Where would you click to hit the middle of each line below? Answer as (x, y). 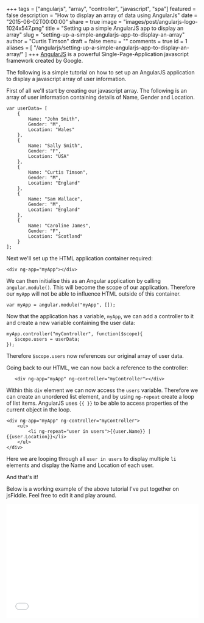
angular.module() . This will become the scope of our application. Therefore (101, 287)
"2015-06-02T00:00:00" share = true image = (64, 22)
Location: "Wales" (51, 130)
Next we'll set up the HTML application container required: (80, 258)
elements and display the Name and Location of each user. (80, 465)
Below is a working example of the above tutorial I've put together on (93, 489)
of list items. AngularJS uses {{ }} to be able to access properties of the (97, 403)
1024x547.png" (25, 28)
